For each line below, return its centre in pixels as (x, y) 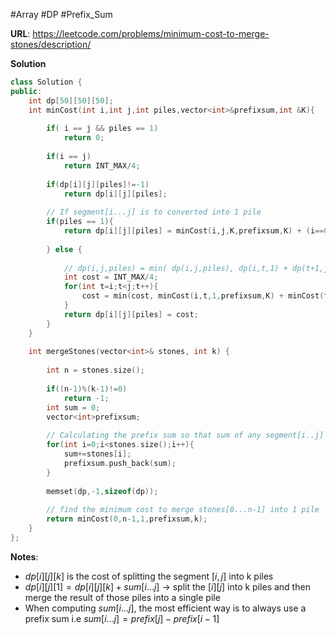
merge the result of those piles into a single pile (122, 597)
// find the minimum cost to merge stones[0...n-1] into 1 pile (183, 510)
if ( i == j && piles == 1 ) (102, 129)
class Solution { (46, 82)
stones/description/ (51, 44)
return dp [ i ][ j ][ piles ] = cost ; (131, 314)
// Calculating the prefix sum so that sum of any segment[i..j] (185, 435)
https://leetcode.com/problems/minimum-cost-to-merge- (151, 33)
